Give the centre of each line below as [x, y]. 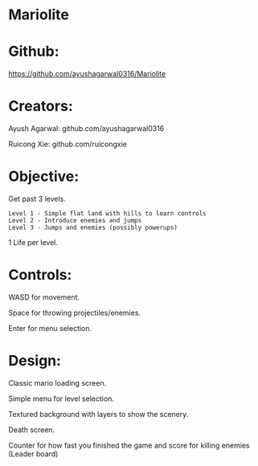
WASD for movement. [44, 297]
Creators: [41, 106]
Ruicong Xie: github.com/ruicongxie [68, 144]
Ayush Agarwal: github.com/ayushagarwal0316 [86, 129]
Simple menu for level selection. [61, 399]
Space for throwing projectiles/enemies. [75, 313]
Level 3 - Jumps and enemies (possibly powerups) [93, 227]
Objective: [44, 176]
